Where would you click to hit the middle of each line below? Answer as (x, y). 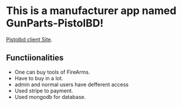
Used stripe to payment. (44, 90)
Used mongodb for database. (50, 97)
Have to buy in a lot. (39, 78)
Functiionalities (35, 58)
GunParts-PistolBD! (55, 23)
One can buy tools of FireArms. (52, 72)
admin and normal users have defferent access (72, 84)
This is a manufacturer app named (91, 11)
